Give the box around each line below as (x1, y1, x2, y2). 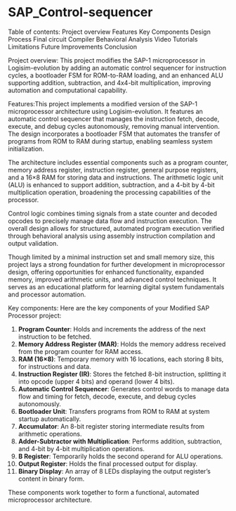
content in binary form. (18, 474, 85, 483)
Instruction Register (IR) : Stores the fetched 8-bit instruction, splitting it (18, 370, 227, 378)
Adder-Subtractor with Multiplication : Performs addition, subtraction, (18, 437, 223, 446)
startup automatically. (18, 415, 81, 423)
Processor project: (8, 311, 62, 320)
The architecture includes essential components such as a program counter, (8, 158, 229, 166)
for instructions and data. (18, 362, 91, 370)
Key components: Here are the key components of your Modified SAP (8, 303, 210, 312)
